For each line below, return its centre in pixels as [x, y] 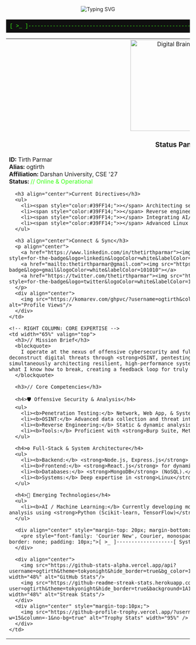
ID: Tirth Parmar [31, 159]
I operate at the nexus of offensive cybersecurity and [100, 351]
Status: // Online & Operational [51, 181]
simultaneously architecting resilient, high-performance [91, 363]
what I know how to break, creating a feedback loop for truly [99, 369]
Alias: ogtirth [27, 167]
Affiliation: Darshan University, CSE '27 [64, 174]
